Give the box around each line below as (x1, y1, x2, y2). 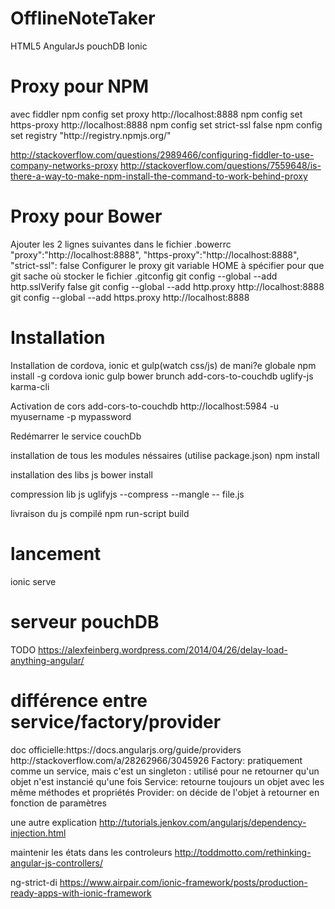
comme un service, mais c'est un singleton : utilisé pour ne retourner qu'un (10, 765, 320, 777)
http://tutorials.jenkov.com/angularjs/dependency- (98, 816, 307, 828)
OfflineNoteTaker (10, 7, 156, 30)
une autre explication (10, 816, 97, 828)
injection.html (10, 827, 67, 839)
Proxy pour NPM (10, 75, 150, 98)
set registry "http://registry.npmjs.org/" (10, 129, 172, 141)
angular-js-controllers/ (10, 857, 103, 869)
